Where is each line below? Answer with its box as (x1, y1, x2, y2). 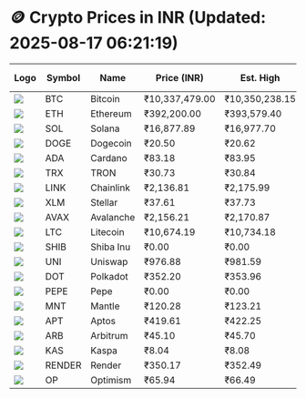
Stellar (90, 196, 118, 209)
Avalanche (90, 210, 136, 223)
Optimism (90, 373, 132, 386)
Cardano (90, 151, 127, 164)
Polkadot (90, 270, 129, 282)
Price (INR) (155, 71, 205, 84)
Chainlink (90, 181, 130, 194)
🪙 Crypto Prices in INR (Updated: (9, 7, 267, 28)
